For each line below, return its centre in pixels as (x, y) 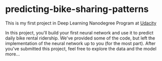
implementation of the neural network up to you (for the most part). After (80, 43)
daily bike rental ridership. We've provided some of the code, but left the (80, 38)
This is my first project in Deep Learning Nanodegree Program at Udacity (81, 23)
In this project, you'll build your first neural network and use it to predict (79, 32)
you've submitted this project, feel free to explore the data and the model (81, 48)
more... (13, 54)
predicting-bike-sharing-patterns (77, 9)
